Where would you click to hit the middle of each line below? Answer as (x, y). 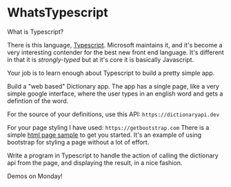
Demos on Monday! (35, 176)
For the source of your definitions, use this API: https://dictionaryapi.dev (113, 114)
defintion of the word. (38, 100)
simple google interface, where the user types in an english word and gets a (115, 93)
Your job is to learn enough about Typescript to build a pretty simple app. (111, 73)
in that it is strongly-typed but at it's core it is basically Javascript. (101, 59)
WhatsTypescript (58, 13)
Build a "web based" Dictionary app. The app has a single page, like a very (113, 86)
